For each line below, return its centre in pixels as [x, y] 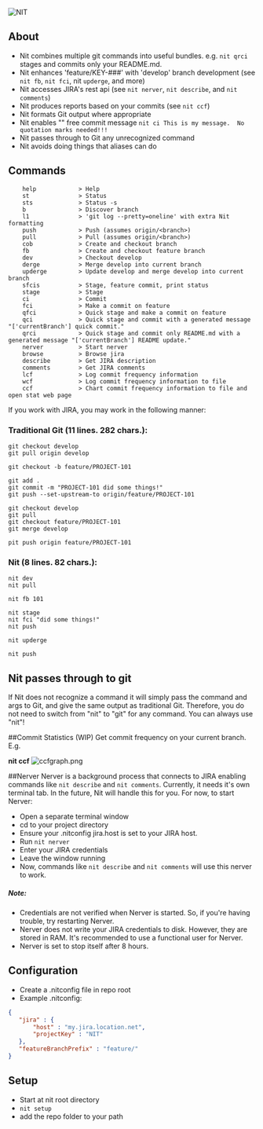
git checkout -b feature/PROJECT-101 [70, 467]
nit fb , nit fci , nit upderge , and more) [82, 81]
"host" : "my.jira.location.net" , [89, 1027]
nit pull [22, 585]
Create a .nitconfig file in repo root [75, 989]
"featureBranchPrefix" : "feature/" [79, 1049]
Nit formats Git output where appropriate [85, 114]
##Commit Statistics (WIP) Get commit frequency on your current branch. [127, 738]
